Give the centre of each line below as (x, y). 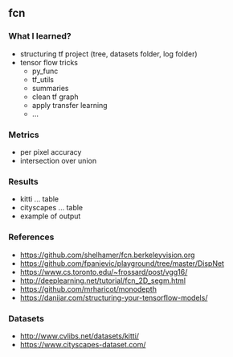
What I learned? (40, 36)
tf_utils (43, 79)
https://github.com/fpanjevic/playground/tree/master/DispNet (122, 263)
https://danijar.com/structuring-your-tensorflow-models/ (114, 297)
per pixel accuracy (51, 152)
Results (23, 181)
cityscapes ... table (51, 208)
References (31, 237)
